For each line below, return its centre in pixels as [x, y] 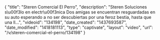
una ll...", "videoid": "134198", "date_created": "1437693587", [66, 22]
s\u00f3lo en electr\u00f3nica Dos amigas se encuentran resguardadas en [80, 12]
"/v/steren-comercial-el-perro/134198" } [45, 33]
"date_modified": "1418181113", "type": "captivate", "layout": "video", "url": [79, 27]
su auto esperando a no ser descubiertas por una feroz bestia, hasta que [78, 17]
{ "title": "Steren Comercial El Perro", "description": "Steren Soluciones [76, 7]
